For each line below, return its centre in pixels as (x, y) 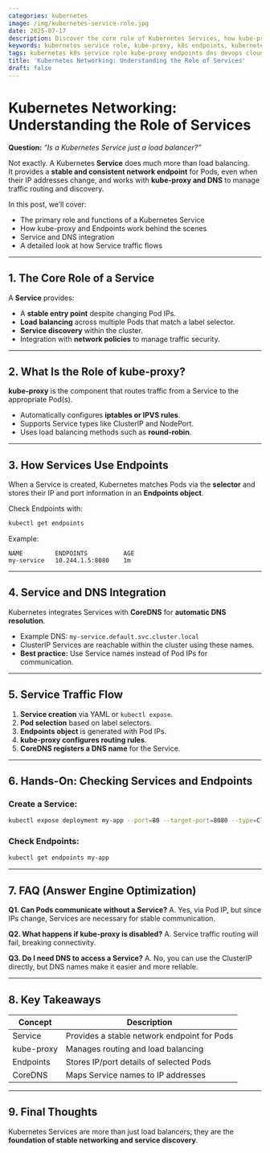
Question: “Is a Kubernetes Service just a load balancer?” (105, 147)
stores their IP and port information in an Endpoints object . (106, 493)
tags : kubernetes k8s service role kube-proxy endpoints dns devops (125, 53)
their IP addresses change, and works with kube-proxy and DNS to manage (134, 180)
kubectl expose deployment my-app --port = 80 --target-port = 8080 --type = (133, 821)
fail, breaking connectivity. (52, 943)
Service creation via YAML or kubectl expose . (96, 714)
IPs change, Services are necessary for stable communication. (112, 919)
